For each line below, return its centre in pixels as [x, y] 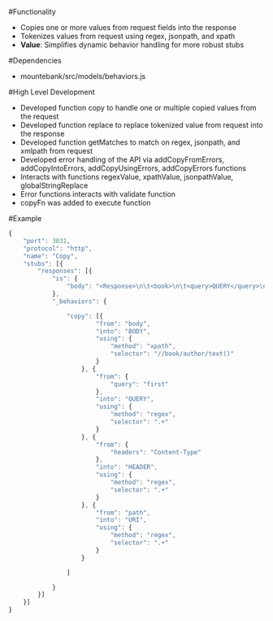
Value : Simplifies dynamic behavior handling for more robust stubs [132, 45]
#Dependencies [35, 61]
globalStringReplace [54, 185]
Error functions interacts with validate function [98, 194]
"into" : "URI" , [121, 520]
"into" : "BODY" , [123, 331]
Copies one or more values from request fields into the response [128, 27]
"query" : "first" [139, 384]
